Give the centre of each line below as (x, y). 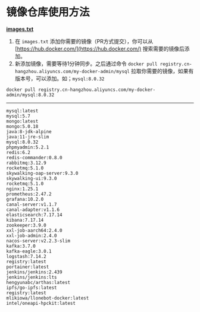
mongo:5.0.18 (22, 126)
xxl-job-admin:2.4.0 (32, 235)
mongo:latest (22, 121)
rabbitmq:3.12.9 (26, 163)
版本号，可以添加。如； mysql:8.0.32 (60, 78)
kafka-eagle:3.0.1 (29, 251)
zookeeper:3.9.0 (26, 225)
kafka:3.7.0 (21, 246)
